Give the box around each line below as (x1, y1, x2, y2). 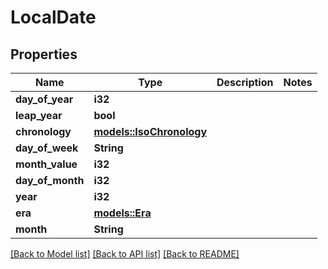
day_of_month (15, 174, 85, 187)
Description (216, 76, 274, 89)
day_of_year (15, 92, 74, 106)
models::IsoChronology (93, 125, 208, 138)
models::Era (93, 206, 152, 220)
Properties (10, 46, 78, 63)
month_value (15, 157, 78, 171)
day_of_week (15, 141, 79, 155)
